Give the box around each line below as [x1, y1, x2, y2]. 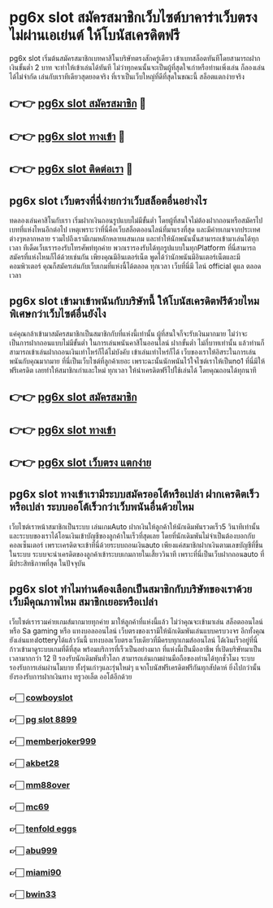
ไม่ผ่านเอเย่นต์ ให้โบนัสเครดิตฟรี [9, 26, 180, 45]
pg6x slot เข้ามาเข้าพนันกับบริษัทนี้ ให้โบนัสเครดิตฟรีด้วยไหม [9, 294, 259, 308]
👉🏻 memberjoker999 [9, 736, 97, 747]
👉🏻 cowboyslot [9, 692, 74, 703]
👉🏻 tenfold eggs [9, 823, 77, 834]
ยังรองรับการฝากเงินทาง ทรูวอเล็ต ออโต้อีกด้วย [9, 671, 132, 681]
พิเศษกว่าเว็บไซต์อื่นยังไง [9, 307, 106, 321]
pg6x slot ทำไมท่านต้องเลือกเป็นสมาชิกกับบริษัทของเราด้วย [9, 582, 253, 597]
